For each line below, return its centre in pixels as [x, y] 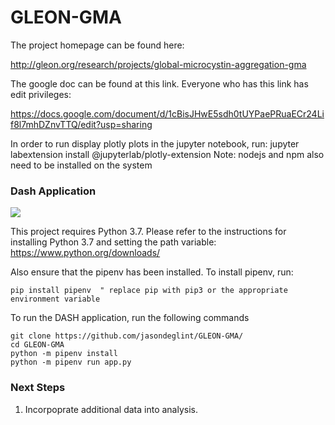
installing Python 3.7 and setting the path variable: [113, 242]
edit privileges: [41, 94]
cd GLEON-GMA [37, 345]
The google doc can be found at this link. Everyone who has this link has [159, 83]
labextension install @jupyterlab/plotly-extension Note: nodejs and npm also [167, 154]
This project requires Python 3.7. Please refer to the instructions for [148, 232]
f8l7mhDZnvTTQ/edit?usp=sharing [81, 124]
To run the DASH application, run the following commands [130, 318]
